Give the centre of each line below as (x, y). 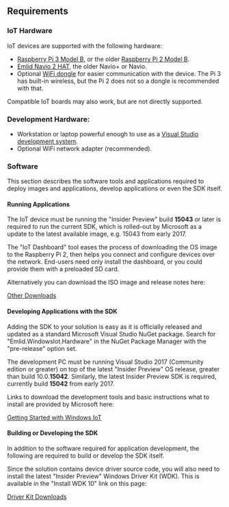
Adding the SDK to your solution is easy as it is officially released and (105, 326)
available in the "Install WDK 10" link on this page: (77, 483)
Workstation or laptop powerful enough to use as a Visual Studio (108, 134)
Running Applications (39, 204)
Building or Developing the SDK (53, 433)
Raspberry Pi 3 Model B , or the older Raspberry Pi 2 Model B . (103, 59)
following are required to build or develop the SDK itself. (86, 456)
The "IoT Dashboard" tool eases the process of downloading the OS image (112, 247)
